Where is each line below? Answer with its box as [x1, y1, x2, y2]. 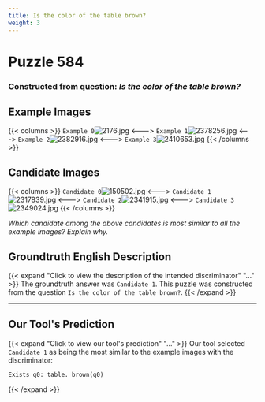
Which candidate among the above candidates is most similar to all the [8, 218, 241, 229]
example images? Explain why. [8, 227, 109, 236]
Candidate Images [8, 166, 100, 179]
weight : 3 [8, 19, 41, 27]
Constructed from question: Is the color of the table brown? [8, 80, 241, 91]
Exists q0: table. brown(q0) [8, 370, 104, 378]
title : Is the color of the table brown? [8, 11, 147, 20]
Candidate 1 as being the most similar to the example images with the [8, 347, 234, 356]
